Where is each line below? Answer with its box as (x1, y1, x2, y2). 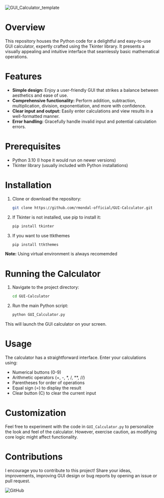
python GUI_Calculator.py (12, 312, 65, 317)
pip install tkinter (12, 223, 54, 228)
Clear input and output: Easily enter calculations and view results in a (12, 108, 153, 114)
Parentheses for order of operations (12, 380, 85, 386)
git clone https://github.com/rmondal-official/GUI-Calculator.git (12, 205, 153, 210)
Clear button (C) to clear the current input (12, 390, 96, 396)
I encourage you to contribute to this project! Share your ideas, (5, 467, 132, 473)
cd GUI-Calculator (12, 294, 50, 299)
